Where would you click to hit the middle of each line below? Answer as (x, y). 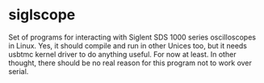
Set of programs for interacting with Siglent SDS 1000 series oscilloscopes (132, 37)
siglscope (42, 15)
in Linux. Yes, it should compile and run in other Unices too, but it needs (128, 45)
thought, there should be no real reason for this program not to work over (130, 63)
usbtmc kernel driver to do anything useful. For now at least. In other (122, 54)
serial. (19, 71)
